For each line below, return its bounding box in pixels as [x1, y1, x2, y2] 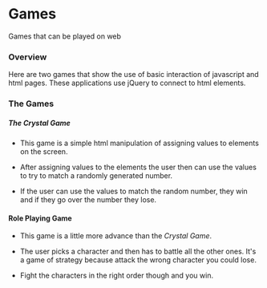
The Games [8, 98, 55, 109]
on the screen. [19, 147, 68, 156]
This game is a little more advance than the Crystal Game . [19, 231, 212, 241]
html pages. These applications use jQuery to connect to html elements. [8, 78, 246, 88]
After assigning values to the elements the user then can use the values [19, 162, 257, 172]
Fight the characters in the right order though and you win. [19, 270, 214, 281]
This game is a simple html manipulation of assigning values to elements [19, 138, 259, 148]
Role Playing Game [8, 213, 72, 223]
